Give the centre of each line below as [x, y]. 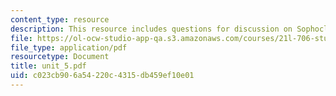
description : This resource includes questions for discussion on [151, 29]
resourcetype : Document [60, 57]
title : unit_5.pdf [48, 66]
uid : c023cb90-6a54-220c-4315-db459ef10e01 [102, 76]
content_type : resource [60, 19]
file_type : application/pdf [69, 47]
